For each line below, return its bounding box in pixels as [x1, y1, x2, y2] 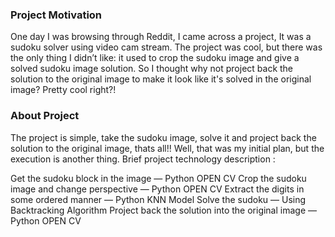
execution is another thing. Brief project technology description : [10, 153, 276, 165]
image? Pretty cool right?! [10, 84, 117, 96]
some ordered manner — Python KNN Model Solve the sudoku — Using [10, 193, 307, 205]
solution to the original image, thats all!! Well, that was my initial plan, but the [10, 142, 325, 154]
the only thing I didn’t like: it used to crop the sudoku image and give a [10, 52, 300, 64]
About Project [10, 109, 80, 123]
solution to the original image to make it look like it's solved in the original [10, 73, 312, 85]
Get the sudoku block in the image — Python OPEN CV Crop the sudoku [10, 172, 307, 184]
